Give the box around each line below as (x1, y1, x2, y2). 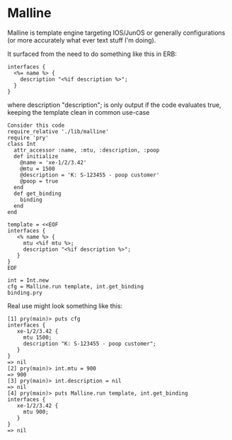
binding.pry (7, 289, 42, 296)
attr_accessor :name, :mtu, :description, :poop (13, 147, 160, 154)
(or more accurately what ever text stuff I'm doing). (7, 35, 156, 44)
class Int (7, 140, 37, 147)
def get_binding (13, 190, 62, 197)
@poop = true (20, 177, 59, 185)
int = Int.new (7, 276, 50, 284)
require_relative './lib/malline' (7, 128, 110, 135)
